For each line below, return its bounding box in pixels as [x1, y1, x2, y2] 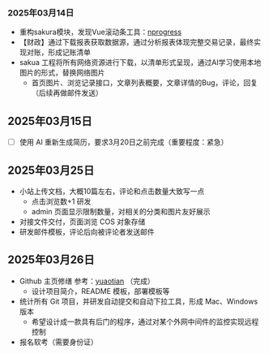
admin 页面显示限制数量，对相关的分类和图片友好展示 [31, 206, 211, 216]
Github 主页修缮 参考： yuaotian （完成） [19, 276, 155, 286]
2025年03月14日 [7, 6, 75, 18]
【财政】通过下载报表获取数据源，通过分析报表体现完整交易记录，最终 [19, 37, 254, 47]
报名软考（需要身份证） [19, 337, 98, 347]
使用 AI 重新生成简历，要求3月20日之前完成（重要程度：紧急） [19, 137, 228, 147]
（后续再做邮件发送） [31, 88, 103, 98]
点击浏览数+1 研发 [31, 196, 92, 206]
